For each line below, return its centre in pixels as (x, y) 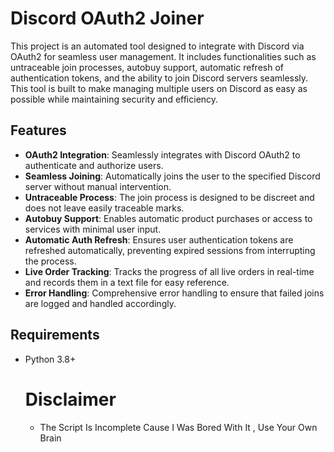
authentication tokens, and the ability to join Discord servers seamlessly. (159, 78)
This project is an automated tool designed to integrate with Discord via (157, 46)
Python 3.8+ (50, 359)
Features (38, 130)
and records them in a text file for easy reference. (127, 282)
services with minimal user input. (93, 229)
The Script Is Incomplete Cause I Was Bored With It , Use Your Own (178, 427)
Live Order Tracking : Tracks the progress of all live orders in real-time (169, 271)
